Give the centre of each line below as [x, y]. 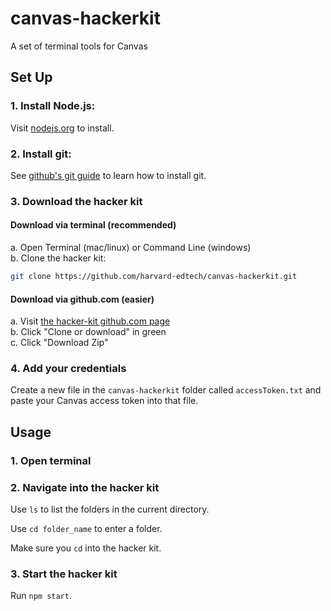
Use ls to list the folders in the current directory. [110, 509]
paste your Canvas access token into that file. [104, 401]
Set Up [31, 77]
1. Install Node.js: [53, 106]
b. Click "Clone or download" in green [88, 332]
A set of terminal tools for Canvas [79, 46]
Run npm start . [41, 596]
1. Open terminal [51, 460]
